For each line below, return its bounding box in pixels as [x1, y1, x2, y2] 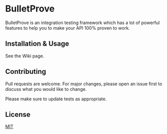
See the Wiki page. [5, 53, 44, 59]
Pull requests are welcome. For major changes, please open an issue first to [5, 81, 162, 87]
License [5, 110, 31, 118]
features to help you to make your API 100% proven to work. [5, 25, 130, 31]
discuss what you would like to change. [5, 86, 87, 92]
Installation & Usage [5, 40, 69, 48]
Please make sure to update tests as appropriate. [5, 96, 107, 102]
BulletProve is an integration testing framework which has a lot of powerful [5, 20, 160, 26]
